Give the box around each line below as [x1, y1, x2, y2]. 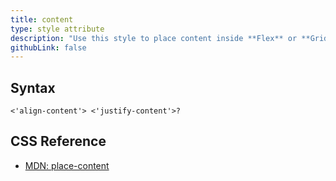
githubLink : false [10, 42, 87, 53]
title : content [10, 14, 74, 25]
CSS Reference [10, 133, 107, 150]
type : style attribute [10, 24, 105, 34]
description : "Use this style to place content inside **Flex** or [10, 33, 298, 43]
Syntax [10, 79, 56, 96]
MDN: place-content [24, 159, 110, 171]
